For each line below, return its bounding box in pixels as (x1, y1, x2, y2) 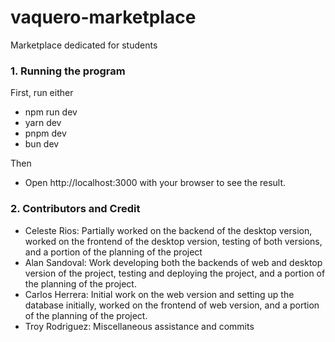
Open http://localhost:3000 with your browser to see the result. (24, 177, 287, 189)
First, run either (10, 87, 74, 99)
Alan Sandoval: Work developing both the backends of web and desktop (24, 256, 323, 268)
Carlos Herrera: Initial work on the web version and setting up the (24, 288, 295, 300)
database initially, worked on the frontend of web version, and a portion (24, 299, 320, 311)
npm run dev (24, 106, 78, 118)
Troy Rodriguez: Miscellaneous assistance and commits (24, 320, 255, 332)
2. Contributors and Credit (10, 202, 141, 216)
